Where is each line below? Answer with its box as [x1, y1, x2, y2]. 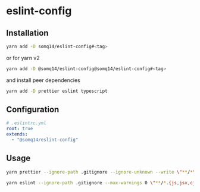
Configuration [6, 105, 60, 115]
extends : [6, 131, 28, 137]
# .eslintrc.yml [6, 120, 46, 126]
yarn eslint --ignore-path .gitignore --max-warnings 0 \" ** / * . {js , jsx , [6, 180, 190, 185]
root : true [6, 126, 33, 132]
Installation [6, 28, 49, 38]
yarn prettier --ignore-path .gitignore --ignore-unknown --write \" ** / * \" [6, 169, 198, 175]
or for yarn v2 [6, 54, 40, 61]
